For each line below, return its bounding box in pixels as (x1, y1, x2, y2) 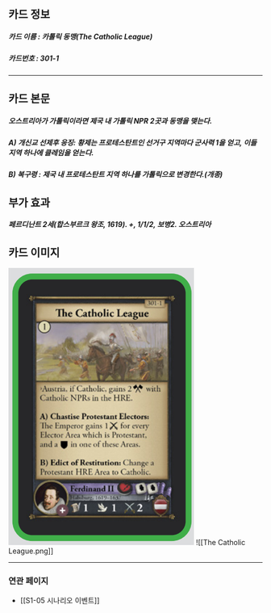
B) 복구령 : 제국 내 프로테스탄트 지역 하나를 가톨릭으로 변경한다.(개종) (8, 170, 223, 179)
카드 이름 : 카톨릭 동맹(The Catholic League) (8, 31, 153, 41)
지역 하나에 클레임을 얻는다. (8, 148, 94, 157)
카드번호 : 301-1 (8, 53, 59, 63)
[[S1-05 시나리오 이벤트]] (19, 595, 100, 605)
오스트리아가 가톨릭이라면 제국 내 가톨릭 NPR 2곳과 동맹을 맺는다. (8, 115, 212, 125)
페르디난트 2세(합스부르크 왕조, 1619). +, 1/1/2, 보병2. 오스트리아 (8, 220, 211, 229)
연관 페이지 (8, 576, 49, 587)
